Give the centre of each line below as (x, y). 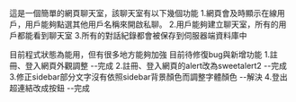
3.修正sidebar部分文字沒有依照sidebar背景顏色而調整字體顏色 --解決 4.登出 (148, 77)
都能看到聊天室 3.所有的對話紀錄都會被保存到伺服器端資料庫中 (132, 35)
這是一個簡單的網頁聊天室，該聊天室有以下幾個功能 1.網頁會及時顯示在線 (143, 13)
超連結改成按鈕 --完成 (49, 88)
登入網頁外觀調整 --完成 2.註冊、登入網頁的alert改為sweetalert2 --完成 (156, 66)
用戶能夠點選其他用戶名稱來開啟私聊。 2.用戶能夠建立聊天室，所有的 (152, 24)
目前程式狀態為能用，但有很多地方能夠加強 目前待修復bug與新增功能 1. (140, 55)
